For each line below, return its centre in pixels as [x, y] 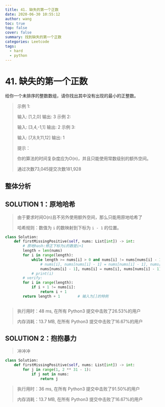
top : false [16, 28]
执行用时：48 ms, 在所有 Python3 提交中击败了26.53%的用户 [79, 311]
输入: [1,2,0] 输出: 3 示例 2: [44, 117]
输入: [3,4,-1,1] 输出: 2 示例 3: [46, 127]
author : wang [18, 19]
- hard [16, 51]
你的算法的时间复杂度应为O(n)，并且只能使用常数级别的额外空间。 [84, 158]
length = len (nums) [43, 251]
